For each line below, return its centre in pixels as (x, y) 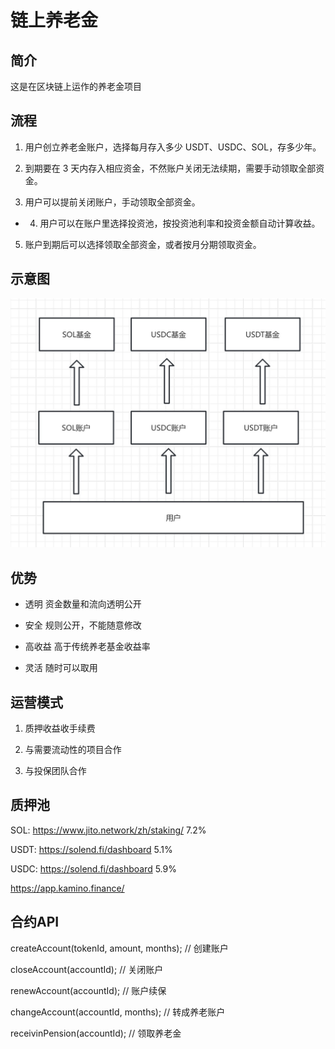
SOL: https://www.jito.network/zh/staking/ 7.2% (108, 830)
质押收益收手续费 (60, 728)
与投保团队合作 (55, 770)
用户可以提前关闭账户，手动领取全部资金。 (112, 202)
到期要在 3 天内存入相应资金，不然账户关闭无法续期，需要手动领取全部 (170, 168)
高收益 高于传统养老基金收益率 (87, 647)
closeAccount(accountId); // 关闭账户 (87, 969)
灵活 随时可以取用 (61, 668)
